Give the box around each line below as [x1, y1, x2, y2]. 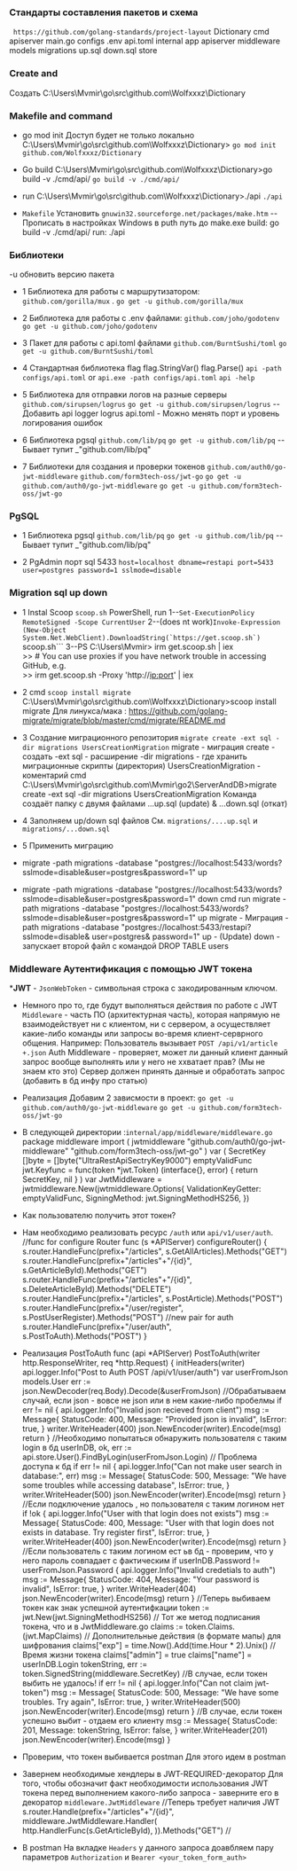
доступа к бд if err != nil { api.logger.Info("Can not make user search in [21, 1461, 282, 1472]
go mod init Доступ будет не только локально [21, 129, 195, 140]
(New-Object [21, 625, 66, 635]
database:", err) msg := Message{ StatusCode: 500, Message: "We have [21, 1470, 286, 1482]
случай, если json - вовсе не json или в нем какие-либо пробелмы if [21, 1395, 282, 1406]
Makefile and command [9, 109, 113, 121]
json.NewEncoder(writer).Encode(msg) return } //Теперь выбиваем [21, 1593, 270, 1604]
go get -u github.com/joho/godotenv [21, 322, 158, 332]
